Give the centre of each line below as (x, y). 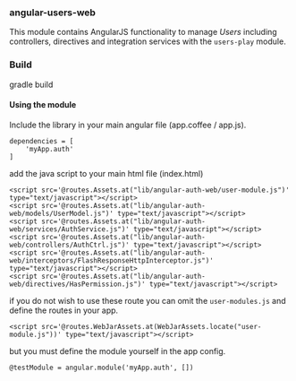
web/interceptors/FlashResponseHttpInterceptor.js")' (112, 260)
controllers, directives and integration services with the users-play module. (148, 41)
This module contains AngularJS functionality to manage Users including (143, 32)
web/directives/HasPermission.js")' (77, 284)
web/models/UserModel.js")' (62, 213)
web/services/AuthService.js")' (69, 229)
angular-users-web (53, 13)
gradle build (31, 84)
